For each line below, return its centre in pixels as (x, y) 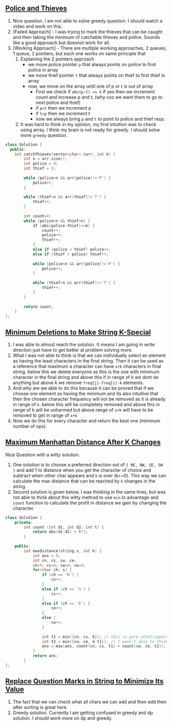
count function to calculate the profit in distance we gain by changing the (90, 502)
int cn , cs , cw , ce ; (55, 560)
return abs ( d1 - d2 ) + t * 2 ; (60, 532)
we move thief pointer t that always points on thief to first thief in (96, 75)
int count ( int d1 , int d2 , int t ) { (64, 527)
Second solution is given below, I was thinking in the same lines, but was (89, 492)
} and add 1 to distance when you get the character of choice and (82, 470)
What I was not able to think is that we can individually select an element (89, 355)
